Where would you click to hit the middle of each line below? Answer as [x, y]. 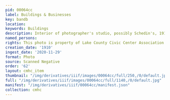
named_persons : [21, 38]
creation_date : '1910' [29, 47]
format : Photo [20, 57]
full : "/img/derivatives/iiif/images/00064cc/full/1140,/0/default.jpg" [83, 80]
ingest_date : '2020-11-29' [34, 52]
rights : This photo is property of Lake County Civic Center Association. [86, 43]
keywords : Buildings [27, 29]
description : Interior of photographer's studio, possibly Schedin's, [81, 33]
